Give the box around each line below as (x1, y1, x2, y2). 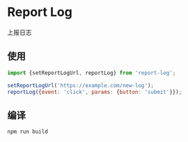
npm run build (7, 128, 49, 136)
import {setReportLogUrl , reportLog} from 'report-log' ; (7, 69, 176, 77)
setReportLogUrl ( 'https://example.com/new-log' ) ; (7, 81, 155, 89)
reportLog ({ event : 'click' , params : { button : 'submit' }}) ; (7, 88, 182, 95)
